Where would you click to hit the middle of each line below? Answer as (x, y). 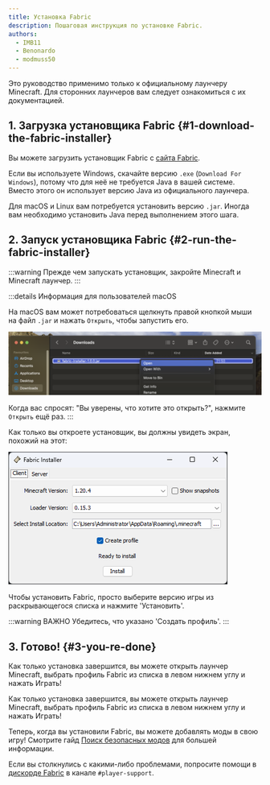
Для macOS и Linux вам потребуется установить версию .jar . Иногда (129, 206)
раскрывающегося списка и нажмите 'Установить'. (96, 606)
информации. (31, 748)
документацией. (36, 100)
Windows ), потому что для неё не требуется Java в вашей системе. (122, 182)
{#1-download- (216, 126)
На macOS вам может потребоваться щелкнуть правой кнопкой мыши (130, 312)
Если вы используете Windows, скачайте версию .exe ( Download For (125, 173)
